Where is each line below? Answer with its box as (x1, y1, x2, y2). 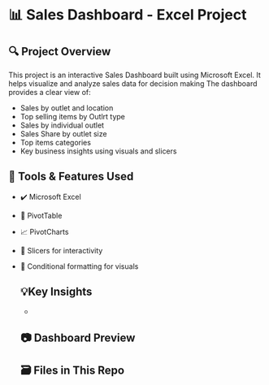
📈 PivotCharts (20, 227, 69, 236)
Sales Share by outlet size (20, 129, 107, 138)
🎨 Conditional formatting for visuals (20, 261, 139, 271)
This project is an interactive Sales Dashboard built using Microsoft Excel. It (8, 70, 262, 80)
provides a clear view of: (8, 88, 91, 97)
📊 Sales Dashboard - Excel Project (8, 6, 247, 24)
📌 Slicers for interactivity (20, 245, 103, 255)
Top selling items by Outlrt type (20, 112, 126, 121)
